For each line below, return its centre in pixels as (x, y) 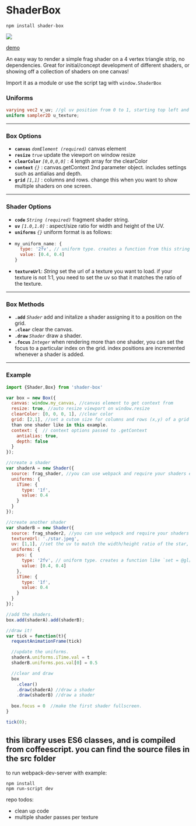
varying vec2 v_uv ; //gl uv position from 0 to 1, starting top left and (98, 110)
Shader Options (29, 207)
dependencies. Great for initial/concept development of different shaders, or (98, 65)
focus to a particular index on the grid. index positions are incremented (100, 348)
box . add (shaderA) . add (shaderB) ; (45, 620)
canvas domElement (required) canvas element (70, 149)
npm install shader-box (35, 26)
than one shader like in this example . (60, 425)
